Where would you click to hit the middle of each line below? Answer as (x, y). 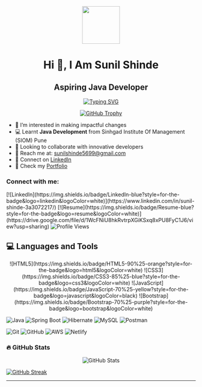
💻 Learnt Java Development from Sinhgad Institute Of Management (100, 132)
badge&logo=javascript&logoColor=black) (86, 296)
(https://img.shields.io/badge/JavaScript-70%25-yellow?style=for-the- (101, 289)
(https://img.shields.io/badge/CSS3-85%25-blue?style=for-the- (101, 277)
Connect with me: (33, 181)
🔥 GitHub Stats (28, 347)
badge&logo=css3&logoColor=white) (84, 283)
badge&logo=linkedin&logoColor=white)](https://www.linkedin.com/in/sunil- (100, 201)
